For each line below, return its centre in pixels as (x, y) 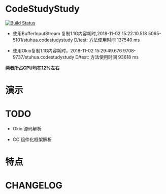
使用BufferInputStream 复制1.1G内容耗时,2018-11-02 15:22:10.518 (80, 33)
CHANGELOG (34, 186)
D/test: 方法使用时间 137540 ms (107, 40)
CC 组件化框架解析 (32, 140)
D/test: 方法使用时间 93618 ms (107, 57)
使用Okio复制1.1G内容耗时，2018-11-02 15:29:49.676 (67, 50)
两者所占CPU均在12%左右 (32, 68)
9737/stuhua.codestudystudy (43, 57)
